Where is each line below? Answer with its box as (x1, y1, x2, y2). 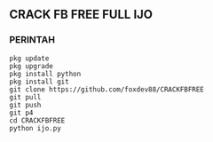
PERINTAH (9, 34, 56, 46)
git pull (9, 92, 42, 101)
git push (9, 100, 42, 109)
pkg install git (9, 77, 69, 86)
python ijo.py (9, 123, 62, 132)
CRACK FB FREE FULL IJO (9, 7, 154, 22)
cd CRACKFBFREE (9, 115, 66, 125)
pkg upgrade (9, 61, 53, 70)
